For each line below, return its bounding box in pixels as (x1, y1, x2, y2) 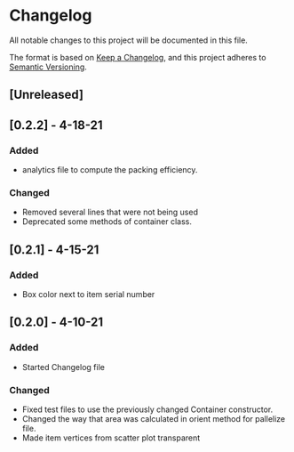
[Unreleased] (9, 87, 84, 102)
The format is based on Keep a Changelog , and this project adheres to (9, 52, 266, 62)
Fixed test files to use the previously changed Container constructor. (21, 404, 274, 415)
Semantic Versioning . (9, 61, 87, 72)
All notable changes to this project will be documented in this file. (9, 35, 249, 45)
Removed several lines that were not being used (21, 206, 198, 218)
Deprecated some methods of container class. (21, 216, 193, 227)
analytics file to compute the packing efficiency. (21, 165, 198, 175)
